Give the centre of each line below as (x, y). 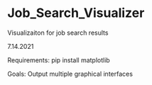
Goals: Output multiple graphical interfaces (70, 74)
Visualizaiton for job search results (58, 33)
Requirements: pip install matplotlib (59, 60)
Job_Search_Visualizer (76, 13)
